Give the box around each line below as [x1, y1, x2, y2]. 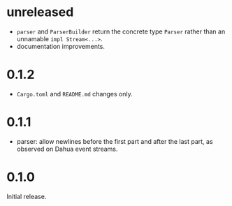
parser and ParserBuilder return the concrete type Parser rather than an [16, 27, 226, 36]
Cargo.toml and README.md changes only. [16, 89, 133, 98]
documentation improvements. [16, 42, 106, 50]
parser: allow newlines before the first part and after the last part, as [16, 137, 214, 145]
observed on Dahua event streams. [16, 145, 118, 153]
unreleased [6, 4, 74, 20]
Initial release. [6, 192, 47, 200]
